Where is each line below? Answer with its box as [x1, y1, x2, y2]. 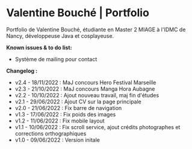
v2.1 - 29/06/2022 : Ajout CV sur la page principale [14, 98, 141, 105]
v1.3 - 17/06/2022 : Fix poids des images [14, 111, 116, 118]
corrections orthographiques [14, 130, 87, 137]
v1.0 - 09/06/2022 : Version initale [14, 136, 101, 144]
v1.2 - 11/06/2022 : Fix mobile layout [14, 117, 105, 124]
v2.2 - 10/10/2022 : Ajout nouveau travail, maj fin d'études [14, 91, 159, 99]
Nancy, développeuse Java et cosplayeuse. [6, 32, 114, 39]
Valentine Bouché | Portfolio [6, 6, 149, 20]
